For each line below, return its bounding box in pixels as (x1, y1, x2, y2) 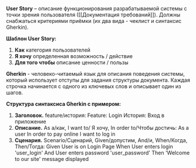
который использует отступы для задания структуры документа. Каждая (6, 76, 191, 83)
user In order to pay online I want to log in (14, 130, 116, 137)
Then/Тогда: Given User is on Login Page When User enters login (14, 143, 173, 150)
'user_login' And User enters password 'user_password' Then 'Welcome (14, 149, 190, 156)
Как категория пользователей (14, 46, 91, 53)
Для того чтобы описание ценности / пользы (14, 59, 129, 66)
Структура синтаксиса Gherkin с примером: (6, 100, 121, 107)
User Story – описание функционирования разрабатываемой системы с (6, 5, 187, 12)
